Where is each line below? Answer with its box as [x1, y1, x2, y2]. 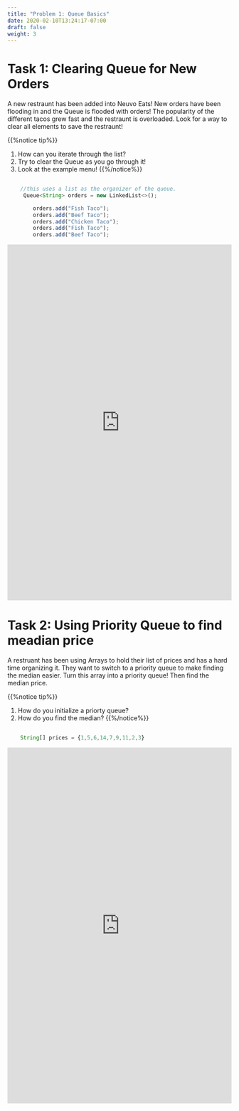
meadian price [7, 633, 95, 648]
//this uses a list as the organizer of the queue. [20, 186, 176, 193]
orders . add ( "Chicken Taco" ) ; [33, 218, 119, 225]
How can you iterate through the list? [17, 150, 127, 159]
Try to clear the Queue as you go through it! [17, 157, 147, 166]
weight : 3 [7, 30, 37, 38]
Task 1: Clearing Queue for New [7, 61, 197, 77]
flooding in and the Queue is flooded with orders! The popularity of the [7, 107, 215, 116]
